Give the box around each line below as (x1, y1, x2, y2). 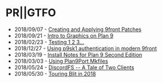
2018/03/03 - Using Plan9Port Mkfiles (14, 57, 108, 64)
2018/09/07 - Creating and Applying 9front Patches (14, 26, 142, 33)
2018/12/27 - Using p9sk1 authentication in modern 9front (14, 45, 157, 52)
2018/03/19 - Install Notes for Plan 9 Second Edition (14, 51, 143, 58)
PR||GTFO (5, 6, 56, 20)
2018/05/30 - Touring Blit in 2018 (14, 70, 96, 77)
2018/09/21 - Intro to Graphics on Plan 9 (14, 32, 114, 39)
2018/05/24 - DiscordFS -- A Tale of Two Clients (14, 63, 134, 71)
